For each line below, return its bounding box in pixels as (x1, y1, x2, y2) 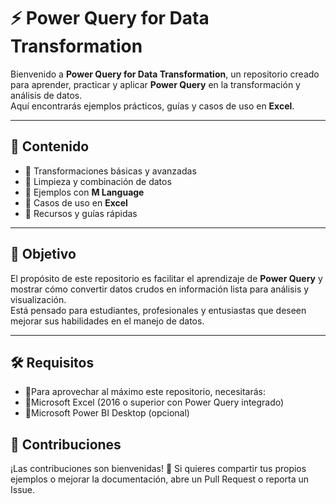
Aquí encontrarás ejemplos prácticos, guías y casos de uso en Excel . (10, 100, 295, 112)
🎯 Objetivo (10, 246, 77, 263)
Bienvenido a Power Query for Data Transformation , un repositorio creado (10, 68, 320, 80)
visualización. (10, 293, 67, 305)
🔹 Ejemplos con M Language (24, 186, 145, 198)
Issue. (10, 484, 36, 496)
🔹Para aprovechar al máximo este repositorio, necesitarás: (24, 386, 266, 398)
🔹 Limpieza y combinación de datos (24, 175, 172, 187)
